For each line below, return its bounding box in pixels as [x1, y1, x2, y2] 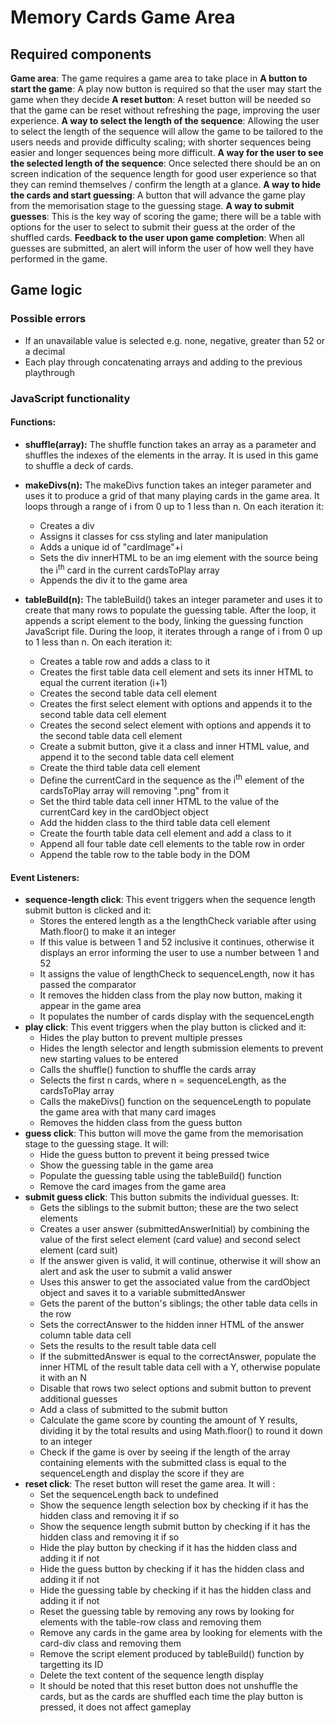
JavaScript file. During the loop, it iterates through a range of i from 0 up [24, 626, 323, 638]
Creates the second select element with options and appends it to [39, 719, 312, 731]
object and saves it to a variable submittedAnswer [39, 1287, 246, 1299]
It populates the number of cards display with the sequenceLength [39, 1011, 315, 1023]
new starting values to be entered [39, 1053, 179, 1065]
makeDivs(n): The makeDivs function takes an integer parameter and [24, 479, 312, 491]
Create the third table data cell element [39, 762, 201, 774]
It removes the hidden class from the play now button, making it [39, 989, 303, 1001]
